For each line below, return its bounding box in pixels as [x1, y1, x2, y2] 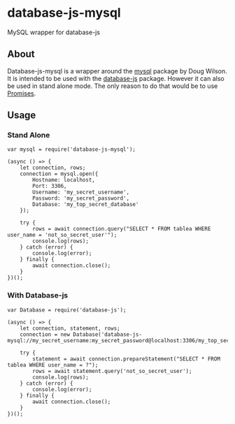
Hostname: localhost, [32, 177, 96, 184]
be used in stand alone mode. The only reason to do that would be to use [7, 82, 218, 90]
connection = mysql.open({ [20, 170, 99, 177]
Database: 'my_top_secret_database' [32, 201, 139, 208]
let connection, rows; [20, 164, 86, 172]
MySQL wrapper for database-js [7, 28, 100, 36]
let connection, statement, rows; [20, 325, 120, 332]
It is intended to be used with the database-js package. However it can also [7, 74, 225, 82]
